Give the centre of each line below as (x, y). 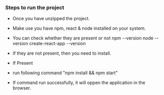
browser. (22, 88)
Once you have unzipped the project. (51, 19)
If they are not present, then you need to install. (62, 53)
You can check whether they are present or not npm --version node (83, 38)
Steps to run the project (35, 8)
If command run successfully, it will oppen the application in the (79, 83)
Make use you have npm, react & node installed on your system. (79, 28)
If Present (23, 63)
